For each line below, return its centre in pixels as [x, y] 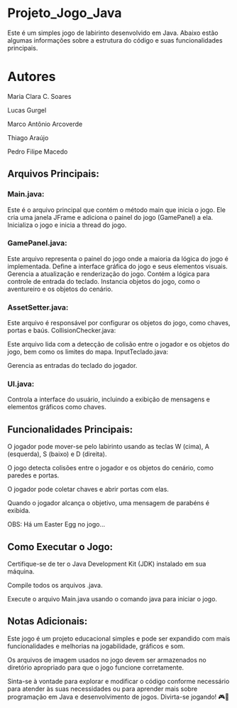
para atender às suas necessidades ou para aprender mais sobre [103, 689]
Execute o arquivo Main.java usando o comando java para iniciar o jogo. [112, 599]
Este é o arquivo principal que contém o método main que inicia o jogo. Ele [116, 210]
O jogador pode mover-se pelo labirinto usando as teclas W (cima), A [108, 447]
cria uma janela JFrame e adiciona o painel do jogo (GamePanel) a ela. [110, 217]
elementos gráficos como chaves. [57, 407]
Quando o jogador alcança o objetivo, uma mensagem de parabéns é [109, 503]
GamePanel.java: [37, 243]
